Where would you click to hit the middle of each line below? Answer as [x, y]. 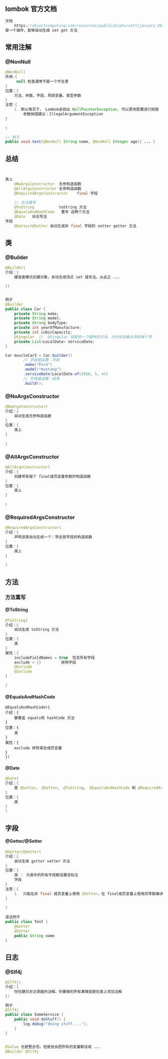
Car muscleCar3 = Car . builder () [39, 355]
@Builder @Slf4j [22, 1051]
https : [21, 26]
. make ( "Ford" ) [38, 365]
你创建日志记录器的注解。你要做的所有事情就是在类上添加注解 [68, 992]
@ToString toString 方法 [50, 207]
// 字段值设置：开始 [41, 360]
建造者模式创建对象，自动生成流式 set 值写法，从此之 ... [67, 277]
